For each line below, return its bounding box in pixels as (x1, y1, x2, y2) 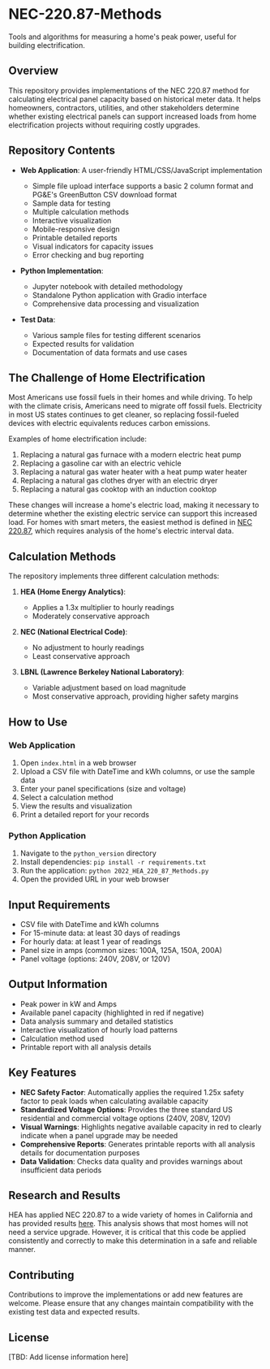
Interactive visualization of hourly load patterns (19, 1025, 178, 1034)
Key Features (8, 1066, 77, 1080)
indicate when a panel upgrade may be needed (19, 1130, 178, 1140)
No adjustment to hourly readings (32, 643, 144, 652)
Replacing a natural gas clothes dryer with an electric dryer (19, 476, 218, 486)
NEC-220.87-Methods (8, 5, 162, 24)
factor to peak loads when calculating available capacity (19, 1096, 208, 1106)
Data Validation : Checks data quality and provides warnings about (19, 1156, 243, 1166)
